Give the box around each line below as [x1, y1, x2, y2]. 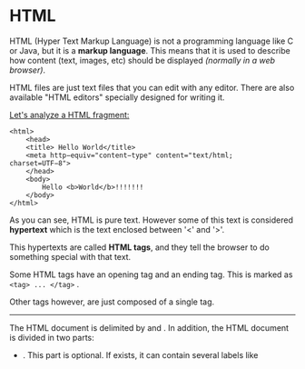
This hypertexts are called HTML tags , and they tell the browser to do [9, 242, 270, 253]
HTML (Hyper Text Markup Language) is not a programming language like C [9, 35, 293, 46]
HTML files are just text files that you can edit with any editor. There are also [9, 82, 295, 93]
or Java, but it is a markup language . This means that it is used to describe [9, 45, 290, 55]
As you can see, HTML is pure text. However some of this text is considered [9, 214, 293, 225]
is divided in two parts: [9, 332, 95, 343]
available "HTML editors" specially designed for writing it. [9, 92, 225, 103]
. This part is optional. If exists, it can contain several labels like [22, 349, 259, 360]
